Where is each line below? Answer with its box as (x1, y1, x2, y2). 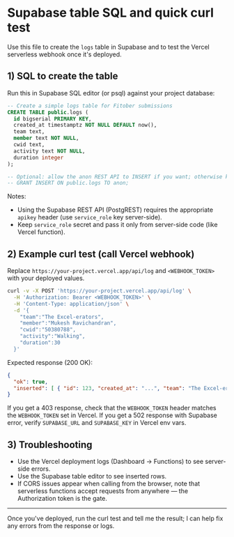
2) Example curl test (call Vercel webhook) (7, 248, 195, 260)
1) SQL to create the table (7, 70, 118, 82)
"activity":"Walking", (19, 333, 86, 340)
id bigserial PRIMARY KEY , (13, 115, 92, 123)
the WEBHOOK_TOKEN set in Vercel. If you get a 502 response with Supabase (7, 411, 217, 419)
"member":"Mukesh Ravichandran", (19, 320, 117, 327)
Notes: (7, 192, 26, 201)
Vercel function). (17, 228, 65, 236)
